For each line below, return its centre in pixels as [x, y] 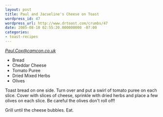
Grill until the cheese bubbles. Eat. [40, 110]
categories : [17, 32]
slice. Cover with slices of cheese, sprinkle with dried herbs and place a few [81, 95]
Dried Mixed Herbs [31, 76]
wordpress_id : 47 [23, 19]
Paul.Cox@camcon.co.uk [31, 50]
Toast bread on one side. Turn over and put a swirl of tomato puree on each [81, 90]
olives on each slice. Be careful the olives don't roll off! [60, 100]
